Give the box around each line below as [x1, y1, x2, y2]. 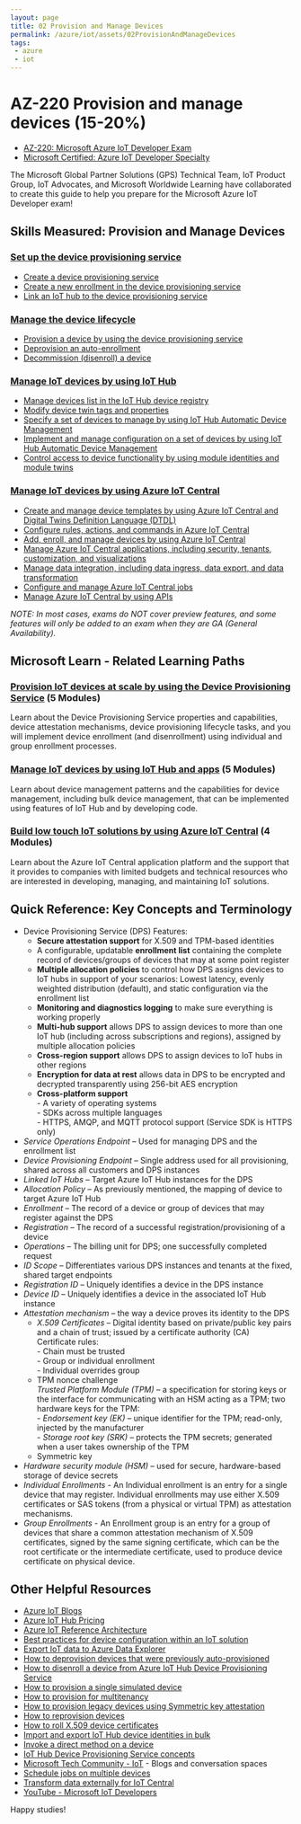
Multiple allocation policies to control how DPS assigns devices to [36, 963, 284, 975]
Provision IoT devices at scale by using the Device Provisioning [10, 680, 291, 693]
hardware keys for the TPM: [36, 1403, 140, 1413]
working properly [36, 1012, 102, 1023]
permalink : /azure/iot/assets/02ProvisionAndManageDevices [10, 30, 236, 39]
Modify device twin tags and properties [22, 405, 170, 416]
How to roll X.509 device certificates [22, 1720, 159, 1731]
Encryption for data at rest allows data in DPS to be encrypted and [36, 1068, 286, 1079]
